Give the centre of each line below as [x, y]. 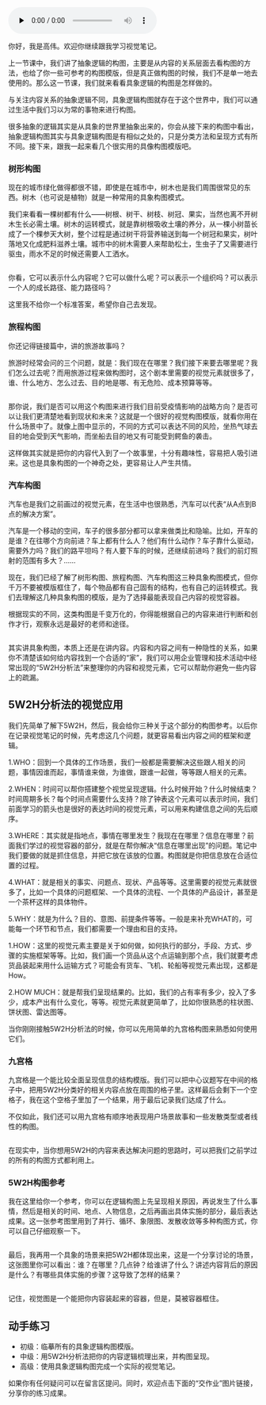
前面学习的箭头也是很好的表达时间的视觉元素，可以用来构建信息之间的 [123, 809]
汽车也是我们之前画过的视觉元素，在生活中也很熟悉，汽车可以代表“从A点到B [132, 503]
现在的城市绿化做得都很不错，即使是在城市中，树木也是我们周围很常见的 [126, 188]
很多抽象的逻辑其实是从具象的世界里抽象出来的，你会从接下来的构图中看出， [133, 126]
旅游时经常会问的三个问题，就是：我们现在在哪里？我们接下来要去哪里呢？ [129, 362]
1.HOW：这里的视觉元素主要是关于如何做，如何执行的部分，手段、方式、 [127, 945]
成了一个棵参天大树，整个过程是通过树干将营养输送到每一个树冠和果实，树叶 [133, 234]
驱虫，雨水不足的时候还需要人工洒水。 [70, 254]
